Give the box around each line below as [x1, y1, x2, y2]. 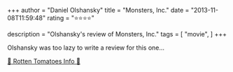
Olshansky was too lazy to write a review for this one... [7, 43, 165, 52]
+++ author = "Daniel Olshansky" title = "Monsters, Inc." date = [7, 6, 190, 14]
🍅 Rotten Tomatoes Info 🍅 [7, 57, 80, 65]
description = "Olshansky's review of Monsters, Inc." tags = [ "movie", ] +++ [7, 30, 227, 38]
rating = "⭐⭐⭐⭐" [47, 14, 94, 22]
